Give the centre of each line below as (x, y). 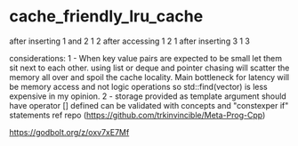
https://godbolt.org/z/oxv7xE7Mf (69, 132)
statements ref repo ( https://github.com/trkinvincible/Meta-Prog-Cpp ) (137, 115)
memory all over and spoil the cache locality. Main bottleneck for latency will (149, 77)
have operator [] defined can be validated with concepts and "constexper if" (149, 105)
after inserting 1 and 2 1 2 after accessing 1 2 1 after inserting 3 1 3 (130, 41)
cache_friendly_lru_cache (106, 16)
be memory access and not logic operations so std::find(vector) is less (139, 86)
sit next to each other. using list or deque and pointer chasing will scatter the (149, 68)
